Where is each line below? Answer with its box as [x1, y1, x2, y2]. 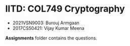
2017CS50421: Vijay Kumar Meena [12, 25, 84, 31]
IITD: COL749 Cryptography [5, 3, 125, 15]
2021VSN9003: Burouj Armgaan [12, 20, 80, 26]
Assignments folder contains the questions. [5, 35, 98, 41]
